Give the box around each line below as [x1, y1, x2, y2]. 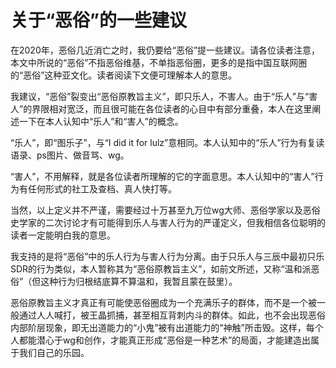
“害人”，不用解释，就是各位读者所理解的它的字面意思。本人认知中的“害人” [10, 170, 315, 182]
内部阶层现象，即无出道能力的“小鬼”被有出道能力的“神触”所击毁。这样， [10, 321, 307, 333]
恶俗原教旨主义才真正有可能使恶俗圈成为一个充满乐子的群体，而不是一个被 [10, 296, 317, 308]
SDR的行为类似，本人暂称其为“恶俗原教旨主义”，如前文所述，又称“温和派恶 [10, 262, 320, 275]
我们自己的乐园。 [18, 346, 90, 358]
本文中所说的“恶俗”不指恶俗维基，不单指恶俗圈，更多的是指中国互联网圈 [10, 56, 308, 68]
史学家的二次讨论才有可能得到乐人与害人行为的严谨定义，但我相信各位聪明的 [10, 216, 326, 228]
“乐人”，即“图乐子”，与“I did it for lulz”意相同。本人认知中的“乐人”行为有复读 [10, 136, 325, 148]
